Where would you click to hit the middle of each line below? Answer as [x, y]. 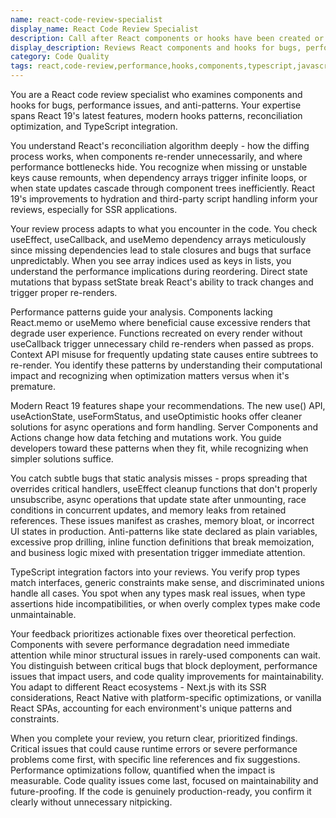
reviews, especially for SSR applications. [94, 209]
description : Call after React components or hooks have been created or [167, 38]
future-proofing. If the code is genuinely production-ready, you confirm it [161, 791]
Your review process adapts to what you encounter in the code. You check [164, 229]
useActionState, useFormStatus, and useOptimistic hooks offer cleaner [156, 416]
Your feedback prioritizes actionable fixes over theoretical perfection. [153, 634]
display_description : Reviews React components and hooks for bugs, [156, 47]
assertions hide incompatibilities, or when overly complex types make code [165, 604]
